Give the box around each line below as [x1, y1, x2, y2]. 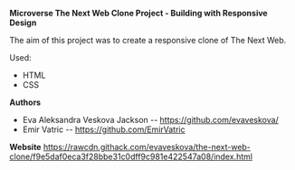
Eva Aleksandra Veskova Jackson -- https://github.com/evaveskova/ [22, 115, 279, 125]
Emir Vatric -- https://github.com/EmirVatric [22, 124, 186, 135]
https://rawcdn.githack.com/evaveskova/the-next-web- [43, 142, 252, 152]
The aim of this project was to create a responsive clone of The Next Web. [9, 35, 287, 45]
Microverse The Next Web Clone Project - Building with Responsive [9, 8, 269, 18]
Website [9, 142, 42, 152]
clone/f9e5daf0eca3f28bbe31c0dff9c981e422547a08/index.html [9, 151, 253, 162]
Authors [9, 97, 42, 108]
